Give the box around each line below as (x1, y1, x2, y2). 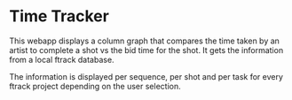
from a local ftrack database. (9, 54, 114, 65)
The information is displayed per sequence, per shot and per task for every (9, 71, 284, 81)
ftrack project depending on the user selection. (9, 81, 181, 91)
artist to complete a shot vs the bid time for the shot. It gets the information (9, 44, 284, 55)
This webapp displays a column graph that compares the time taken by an (9, 35, 280, 46)
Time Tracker (9, 6, 109, 27)
